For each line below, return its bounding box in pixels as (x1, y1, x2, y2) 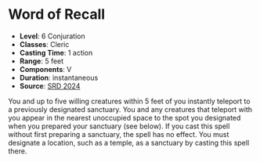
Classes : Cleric (19, 39, 70, 49)
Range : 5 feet (19, 56, 64, 66)
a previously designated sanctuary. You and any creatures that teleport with (8, 104, 253, 114)
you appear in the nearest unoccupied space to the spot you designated (8, 113, 241, 122)
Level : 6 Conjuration (19, 31, 85, 41)
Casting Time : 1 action (19, 48, 93, 57)
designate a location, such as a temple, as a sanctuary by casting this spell (8, 138, 250, 147)
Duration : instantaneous (19, 73, 99, 82)
